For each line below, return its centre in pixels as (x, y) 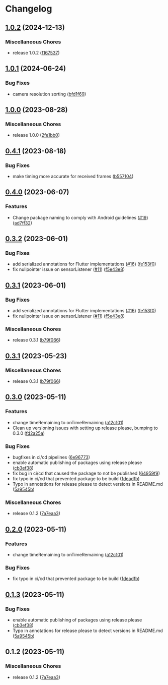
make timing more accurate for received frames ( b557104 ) (73, 176)
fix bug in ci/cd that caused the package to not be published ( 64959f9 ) (86, 473)
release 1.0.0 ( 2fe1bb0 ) (36, 135)
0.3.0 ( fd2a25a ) (29, 433)
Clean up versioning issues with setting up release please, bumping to (85, 428)
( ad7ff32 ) (22, 223)
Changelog (29, 9)
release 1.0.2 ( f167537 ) (36, 52)
